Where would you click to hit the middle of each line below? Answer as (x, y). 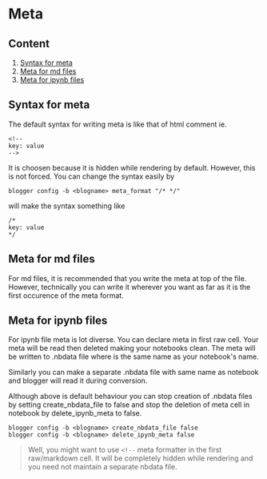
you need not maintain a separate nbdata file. (102, 467)
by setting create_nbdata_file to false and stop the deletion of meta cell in (129, 405)
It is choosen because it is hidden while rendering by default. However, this (132, 167)
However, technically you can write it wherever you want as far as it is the (130, 287)
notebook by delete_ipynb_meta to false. (75, 413)
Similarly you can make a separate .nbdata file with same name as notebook (133, 372)
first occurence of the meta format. (66, 295)
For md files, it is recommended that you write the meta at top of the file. (128, 278)
